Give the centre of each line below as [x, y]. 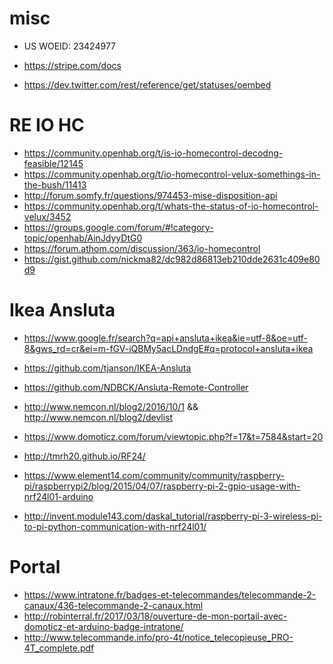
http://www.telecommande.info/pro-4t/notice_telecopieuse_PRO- [158, 637]
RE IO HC [47, 125]
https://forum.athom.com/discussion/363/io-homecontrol [142, 248]
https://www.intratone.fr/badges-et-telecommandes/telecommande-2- [170, 594]
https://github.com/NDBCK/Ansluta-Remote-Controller [136, 387]
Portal [35, 567]
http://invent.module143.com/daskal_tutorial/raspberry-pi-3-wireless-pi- [173, 516]
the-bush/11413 [55, 184]
